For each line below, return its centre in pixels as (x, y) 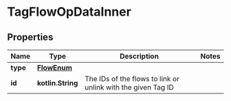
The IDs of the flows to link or (132, 79)
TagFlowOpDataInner (69, 12)
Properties (30, 37)
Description (139, 56)
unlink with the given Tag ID (129, 87)
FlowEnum (54, 68)
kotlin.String (57, 83)
